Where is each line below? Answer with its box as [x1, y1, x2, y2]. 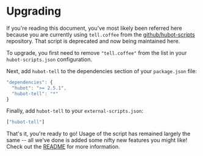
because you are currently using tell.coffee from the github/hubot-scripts [6, 30, 195, 38]
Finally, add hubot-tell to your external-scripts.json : [6, 107, 143, 115]
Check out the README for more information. [6, 143, 120, 151]
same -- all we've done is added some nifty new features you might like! [6, 136, 188, 144]
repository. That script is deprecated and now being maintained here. [6, 37, 180, 44]
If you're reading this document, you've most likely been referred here [6, 24, 182, 32]
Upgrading [6, 4, 62, 18]
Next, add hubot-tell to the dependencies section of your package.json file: [6, 67, 197, 74]
